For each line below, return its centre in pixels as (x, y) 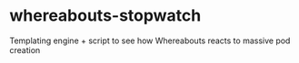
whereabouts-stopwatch (105, 16)
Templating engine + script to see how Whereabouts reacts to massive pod (150, 40)
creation (25, 49)
